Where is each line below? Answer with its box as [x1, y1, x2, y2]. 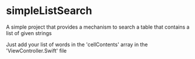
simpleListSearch [6, 4, 93, 18]
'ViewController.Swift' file [6, 47, 67, 54]
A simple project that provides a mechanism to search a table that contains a [6, 23, 190, 30]
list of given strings [6, 29, 52, 36]
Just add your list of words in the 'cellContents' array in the [6, 41, 148, 48]
